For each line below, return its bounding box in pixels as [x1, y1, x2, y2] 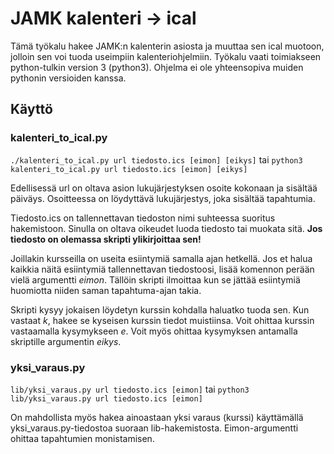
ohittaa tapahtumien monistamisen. [10, 432, 155, 444]
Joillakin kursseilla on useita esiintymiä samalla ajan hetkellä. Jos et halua [10, 252, 313, 264]
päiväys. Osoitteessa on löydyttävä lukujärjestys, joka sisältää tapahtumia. [10, 192, 316, 204]
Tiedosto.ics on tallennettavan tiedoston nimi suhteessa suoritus [10, 212, 276, 224]
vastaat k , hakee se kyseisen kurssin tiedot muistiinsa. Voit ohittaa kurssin [10, 314, 315, 326]
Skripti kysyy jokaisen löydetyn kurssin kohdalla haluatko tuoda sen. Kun [10, 303, 310, 316]
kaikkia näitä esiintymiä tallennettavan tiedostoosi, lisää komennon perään [10, 263, 315, 275]
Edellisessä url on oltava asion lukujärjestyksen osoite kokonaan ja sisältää [10, 182, 318, 194]
